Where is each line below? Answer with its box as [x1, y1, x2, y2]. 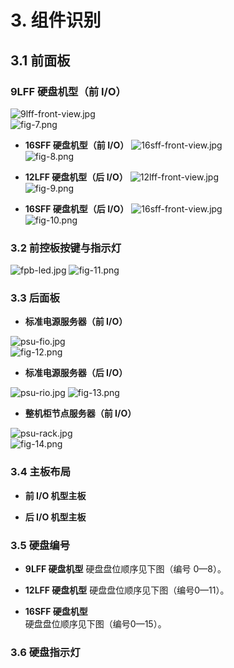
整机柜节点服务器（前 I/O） [24, 407, 137, 420]
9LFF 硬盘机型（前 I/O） [10, 84, 127, 98]
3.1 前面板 [10, 52, 71, 69]
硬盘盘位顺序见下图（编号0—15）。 [24, 618, 167, 630]
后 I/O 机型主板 [24, 511, 87, 523]
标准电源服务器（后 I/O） [24, 367, 128, 379]
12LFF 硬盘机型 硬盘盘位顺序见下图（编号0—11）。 [24, 584, 230, 596]
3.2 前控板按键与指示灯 [10, 241, 122, 255]
